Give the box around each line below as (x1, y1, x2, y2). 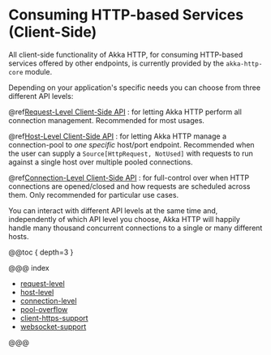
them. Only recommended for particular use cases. (8, 190, 179, 199)
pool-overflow (19, 304, 68, 314)
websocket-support (19, 322, 87, 331)
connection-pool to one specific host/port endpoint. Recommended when (8, 139, 255, 149)
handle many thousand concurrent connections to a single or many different (8, 223, 263, 233)
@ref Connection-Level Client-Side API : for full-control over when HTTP (8, 173, 250, 182)
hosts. (8, 231, 29, 241)
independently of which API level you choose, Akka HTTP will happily (8, 214, 241, 224)
